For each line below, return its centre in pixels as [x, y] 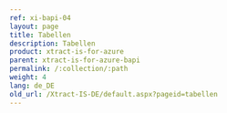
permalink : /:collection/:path [69, 69]
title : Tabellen [40, 35]
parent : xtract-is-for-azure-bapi [75, 60]
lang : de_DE [32, 86]
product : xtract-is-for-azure [67, 52]
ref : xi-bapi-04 [40, 18]
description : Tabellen [52, 43]
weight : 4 [28, 77]
